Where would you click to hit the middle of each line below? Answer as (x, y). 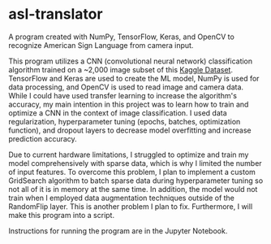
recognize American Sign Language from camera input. (101, 45)
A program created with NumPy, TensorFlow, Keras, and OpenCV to (122, 37)
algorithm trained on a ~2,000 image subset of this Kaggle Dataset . (121, 69)
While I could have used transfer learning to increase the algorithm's (123, 95)
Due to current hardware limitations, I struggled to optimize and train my (129, 155)
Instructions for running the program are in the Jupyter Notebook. (118, 231)
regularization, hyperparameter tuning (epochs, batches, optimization (125, 121)
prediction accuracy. (43, 138)
